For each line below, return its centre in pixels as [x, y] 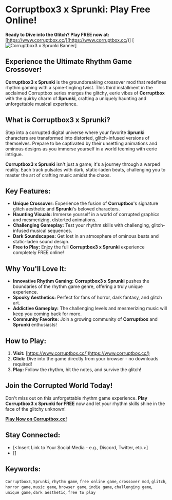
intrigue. [14, 154]
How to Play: [26, 341]
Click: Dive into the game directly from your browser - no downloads [85, 359]
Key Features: [28, 191]
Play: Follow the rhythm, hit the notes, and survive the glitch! [77, 370]
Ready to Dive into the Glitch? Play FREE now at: [57, 34]
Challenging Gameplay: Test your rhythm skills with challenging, [81, 225]
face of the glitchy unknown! [35, 409]
